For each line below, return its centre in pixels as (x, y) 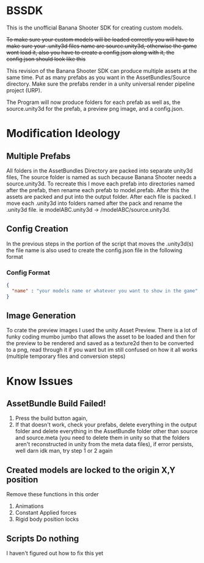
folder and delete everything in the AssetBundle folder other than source (106, 431)
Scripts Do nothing (43, 538)
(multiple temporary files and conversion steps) (66, 356)
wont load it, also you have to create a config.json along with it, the (91, 52)
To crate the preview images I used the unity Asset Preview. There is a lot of (102, 330)
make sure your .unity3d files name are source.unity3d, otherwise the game (102, 46)
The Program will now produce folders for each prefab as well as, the (93, 102)
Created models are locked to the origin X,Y (91, 470)
